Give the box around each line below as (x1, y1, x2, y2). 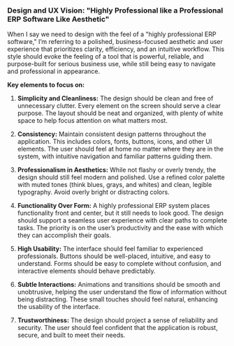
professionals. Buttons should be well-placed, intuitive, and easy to (17, 252, 211, 260)
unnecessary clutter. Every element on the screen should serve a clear (17, 102, 221, 110)
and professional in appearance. (7, 67, 100, 75)
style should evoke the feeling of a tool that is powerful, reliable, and (7, 52, 204, 61)
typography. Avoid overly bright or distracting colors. (17, 188, 170, 197)
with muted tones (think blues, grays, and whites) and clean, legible (17, 181, 212, 189)
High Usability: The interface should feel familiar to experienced (17, 245, 203, 253)
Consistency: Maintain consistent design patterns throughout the (17, 130, 207, 138)
